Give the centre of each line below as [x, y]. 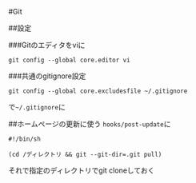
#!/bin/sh [25, 139]
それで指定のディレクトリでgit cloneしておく [82, 170]
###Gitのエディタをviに [47, 45]
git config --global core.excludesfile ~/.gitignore [98, 91]
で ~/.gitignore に [37, 107]
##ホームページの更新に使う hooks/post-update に [90, 124]
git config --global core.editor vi [69, 60]
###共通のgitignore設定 [47, 76]
